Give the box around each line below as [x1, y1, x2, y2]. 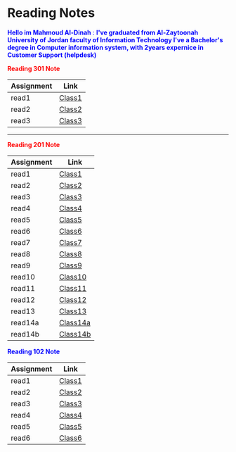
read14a [11, 318, 39, 327]
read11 [11, 283, 35, 293]
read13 [11, 306, 35, 316]
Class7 [59, 237, 82, 247]
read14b [11, 329, 40, 339]
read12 [11, 294, 35, 304]
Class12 [59, 294, 87, 304]
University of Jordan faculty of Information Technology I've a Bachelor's [7, 35, 223, 44]
